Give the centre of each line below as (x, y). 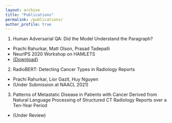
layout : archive (23, 10)
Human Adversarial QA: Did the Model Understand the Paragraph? (83, 39)
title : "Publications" (30, 15)
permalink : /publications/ (34, 19)
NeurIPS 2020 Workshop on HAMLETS (54, 54)
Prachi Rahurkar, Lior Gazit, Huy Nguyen (55, 79)
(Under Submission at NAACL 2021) (51, 85)
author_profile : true (28, 24)
